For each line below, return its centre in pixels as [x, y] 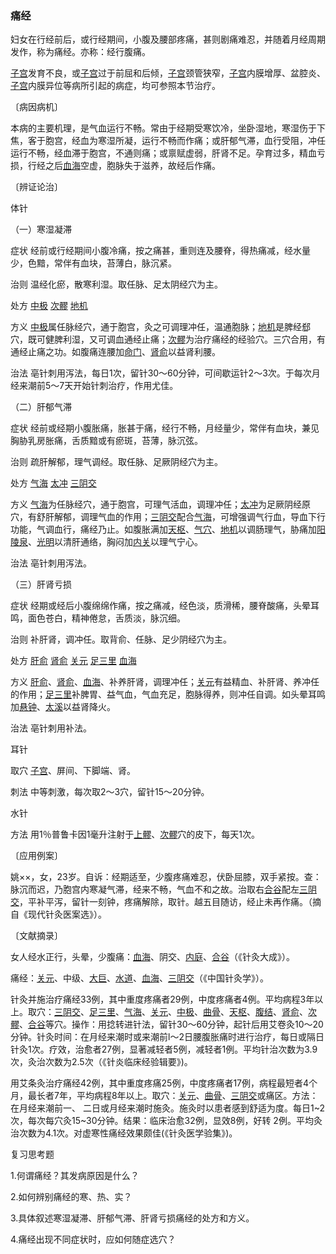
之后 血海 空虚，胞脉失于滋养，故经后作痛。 [132, 166]
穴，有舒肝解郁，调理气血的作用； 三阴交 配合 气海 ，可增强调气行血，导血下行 [168, 517]
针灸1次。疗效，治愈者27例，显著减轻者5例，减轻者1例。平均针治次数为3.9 [164, 1049]
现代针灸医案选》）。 [67, 914]
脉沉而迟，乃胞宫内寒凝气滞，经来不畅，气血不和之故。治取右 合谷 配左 [155, 889]
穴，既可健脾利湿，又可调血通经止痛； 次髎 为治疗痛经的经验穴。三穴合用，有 [168, 339]
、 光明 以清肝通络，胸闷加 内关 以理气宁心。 [115, 542]
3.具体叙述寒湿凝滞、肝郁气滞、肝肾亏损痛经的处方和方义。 [132, 1218]
